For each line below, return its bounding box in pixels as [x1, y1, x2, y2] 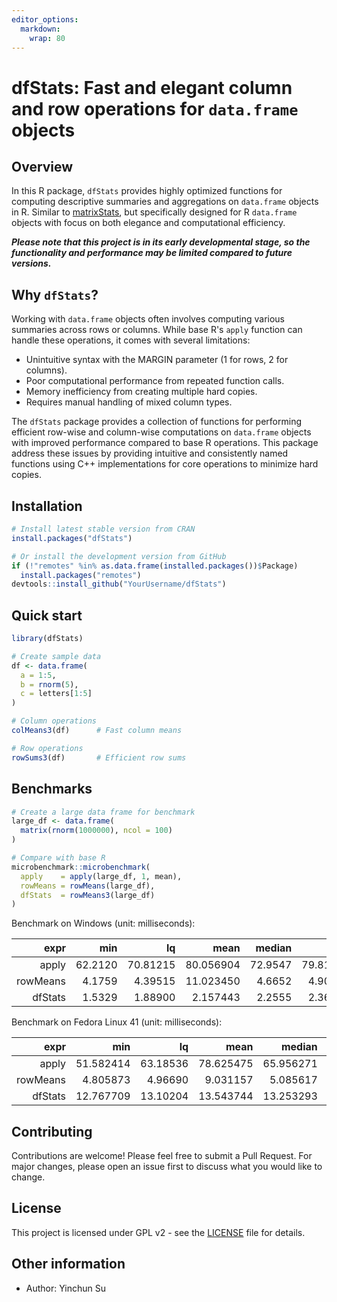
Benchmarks [11, 781, 93, 798]
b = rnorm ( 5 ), [20, 679, 79, 690]
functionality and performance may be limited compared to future [11, 247, 293, 259]
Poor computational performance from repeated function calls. [25, 375, 285, 387]
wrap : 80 [29, 33, 66, 43]
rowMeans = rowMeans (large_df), [20, 881, 156, 891]
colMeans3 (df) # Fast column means [11, 726, 183, 736]
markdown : [20, 24, 61, 34]
